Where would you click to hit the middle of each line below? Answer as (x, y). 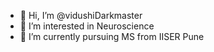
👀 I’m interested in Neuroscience (87, 26)
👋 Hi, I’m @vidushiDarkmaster (81, 15)
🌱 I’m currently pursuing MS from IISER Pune (112, 36)
